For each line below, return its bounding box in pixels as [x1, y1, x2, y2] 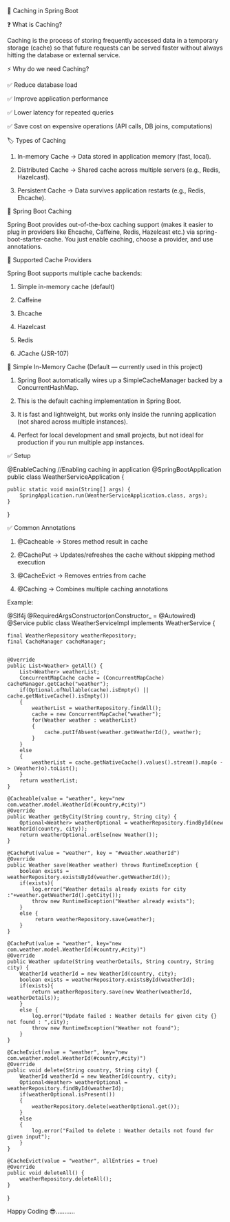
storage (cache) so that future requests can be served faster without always [7, 43, 223, 52]
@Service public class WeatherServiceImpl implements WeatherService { [7, 619, 216, 627]
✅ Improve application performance [7, 95, 109, 103]
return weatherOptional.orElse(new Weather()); [19, 831, 158, 838]
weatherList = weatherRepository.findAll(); [32, 704, 162, 711]
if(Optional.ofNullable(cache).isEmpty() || [19, 687, 149, 693]
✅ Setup [7, 452, 31, 460]
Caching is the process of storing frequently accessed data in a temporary [7, 37, 219, 44]
